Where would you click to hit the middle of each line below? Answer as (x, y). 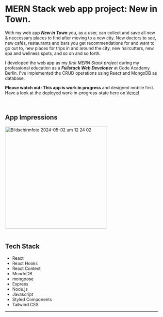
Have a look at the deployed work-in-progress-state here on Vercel (72, 93)
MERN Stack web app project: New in (81, 9)
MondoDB (22, 273)
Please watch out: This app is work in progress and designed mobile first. (80, 87)
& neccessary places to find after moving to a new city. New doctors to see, (81, 38)
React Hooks (25, 263)
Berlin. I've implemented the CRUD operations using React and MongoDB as (81, 73)
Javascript (23, 294)
